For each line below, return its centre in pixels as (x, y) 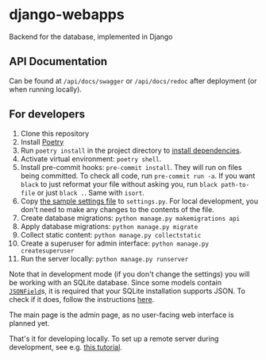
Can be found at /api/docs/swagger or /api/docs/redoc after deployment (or (133, 80)
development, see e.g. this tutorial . (66, 346)
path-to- (235, 184)
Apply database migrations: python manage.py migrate (109, 226)
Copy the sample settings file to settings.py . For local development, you (139, 201)
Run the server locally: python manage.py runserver (104, 258)
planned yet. (29, 323)
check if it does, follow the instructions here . (82, 299)
